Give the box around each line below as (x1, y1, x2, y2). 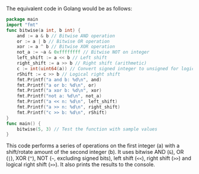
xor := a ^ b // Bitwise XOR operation (17, 44, 115, 50)
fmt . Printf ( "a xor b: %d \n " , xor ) (17, 88, 102, 94)
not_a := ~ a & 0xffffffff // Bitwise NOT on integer (17, 50, 150, 55)
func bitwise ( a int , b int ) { (6, 27, 81, 33)
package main (6, 17, 38, 22)
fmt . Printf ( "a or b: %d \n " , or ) (17, 82, 97, 88)
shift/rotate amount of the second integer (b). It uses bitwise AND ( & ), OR (6, 149, 184, 156)
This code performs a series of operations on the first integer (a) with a (6, 142, 179, 149)
